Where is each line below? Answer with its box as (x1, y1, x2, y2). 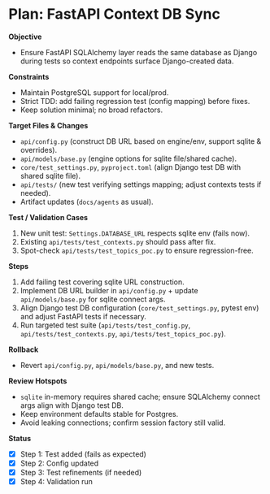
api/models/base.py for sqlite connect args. (20, 294, 166, 304)
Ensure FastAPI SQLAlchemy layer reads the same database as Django (20, 47, 258, 57)
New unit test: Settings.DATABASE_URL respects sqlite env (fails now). (20, 228, 250, 238)
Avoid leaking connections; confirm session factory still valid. (20, 418, 226, 427)
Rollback (8, 344, 39, 354)
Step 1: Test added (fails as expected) (20, 448, 146, 459)
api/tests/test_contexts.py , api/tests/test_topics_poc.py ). (20, 328, 226, 338)
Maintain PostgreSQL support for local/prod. (20, 87, 169, 97)
